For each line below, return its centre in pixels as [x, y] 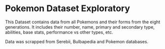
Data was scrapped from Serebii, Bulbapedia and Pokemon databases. [77, 41]
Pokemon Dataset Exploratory [68, 8]
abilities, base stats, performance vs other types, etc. [59, 32]
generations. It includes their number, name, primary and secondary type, [80, 27]
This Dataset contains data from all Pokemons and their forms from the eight [83, 22]
